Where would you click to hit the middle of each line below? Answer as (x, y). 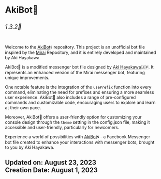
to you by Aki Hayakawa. (30, 147)
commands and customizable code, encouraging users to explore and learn (80, 102)
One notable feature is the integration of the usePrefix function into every (78, 87)
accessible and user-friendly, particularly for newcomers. (62, 127)
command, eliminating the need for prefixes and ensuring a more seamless (80, 92)
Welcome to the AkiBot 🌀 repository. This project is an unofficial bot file (75, 47)
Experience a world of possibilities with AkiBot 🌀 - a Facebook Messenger (78, 137)
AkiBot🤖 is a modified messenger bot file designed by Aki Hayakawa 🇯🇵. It (79, 67)
